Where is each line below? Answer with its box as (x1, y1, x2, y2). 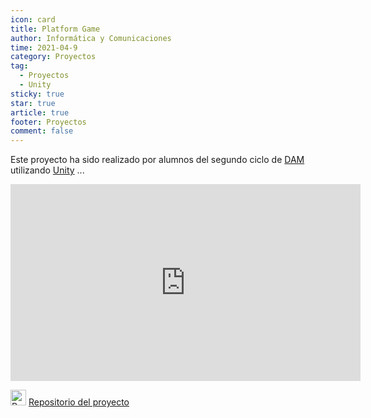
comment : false (10, 126, 74, 136)
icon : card (10, 14, 56, 25)
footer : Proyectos (10, 117, 87, 127)
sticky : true (10, 89, 65, 99)
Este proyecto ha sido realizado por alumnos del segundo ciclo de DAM (10, 154, 305, 166)
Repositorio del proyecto (28, 396, 130, 408)
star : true (10, 98, 56, 108)
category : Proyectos (10, 52, 97, 62)
